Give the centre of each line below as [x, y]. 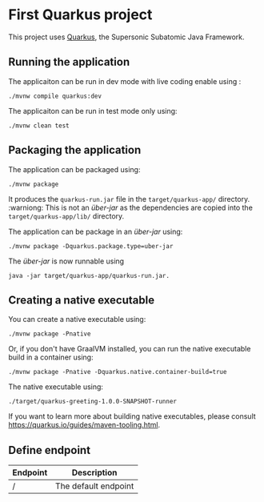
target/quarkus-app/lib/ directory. [66, 216]
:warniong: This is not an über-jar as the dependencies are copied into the [131, 207]
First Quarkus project [80, 15]
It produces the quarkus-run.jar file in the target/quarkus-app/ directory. [129, 199]
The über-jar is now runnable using [66, 261]
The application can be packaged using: [74, 169]
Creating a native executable [81, 300]
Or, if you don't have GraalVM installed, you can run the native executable [130, 349]
